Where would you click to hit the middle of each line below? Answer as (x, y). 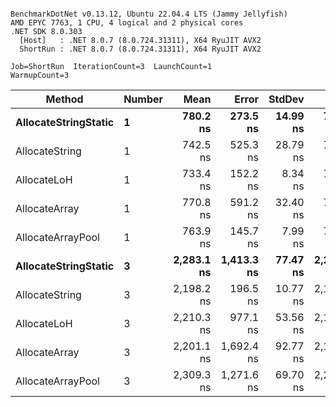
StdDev (286, 99)
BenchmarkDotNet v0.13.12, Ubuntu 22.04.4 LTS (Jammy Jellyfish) (149, 14)
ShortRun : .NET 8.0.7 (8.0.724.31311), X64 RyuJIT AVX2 (140, 49)
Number (143, 99)
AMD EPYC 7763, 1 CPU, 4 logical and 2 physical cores (127, 23)
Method (64, 99)
